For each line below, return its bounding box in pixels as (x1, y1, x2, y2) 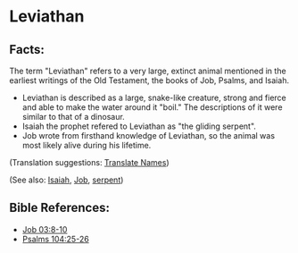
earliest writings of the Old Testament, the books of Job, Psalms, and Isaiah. (9, 75, 290, 86)
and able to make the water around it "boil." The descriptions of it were (21, 102, 283, 113)
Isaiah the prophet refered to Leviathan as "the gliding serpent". (21, 121, 257, 131)
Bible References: (9, 200, 110, 215)
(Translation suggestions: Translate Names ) (9, 157, 170, 167)
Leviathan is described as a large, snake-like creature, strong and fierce (21, 92, 287, 103)
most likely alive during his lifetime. (21, 140, 152, 150)
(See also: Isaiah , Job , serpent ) (9, 174, 124, 185)
